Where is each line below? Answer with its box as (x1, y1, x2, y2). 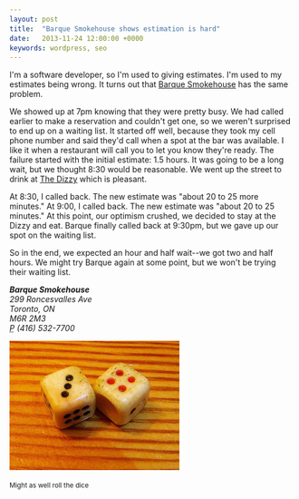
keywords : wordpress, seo (9, 44, 107, 53)
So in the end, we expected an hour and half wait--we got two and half (9, 248, 274, 259)
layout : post (9, 15, 59, 24)
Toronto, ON (9, 304, 56, 315)
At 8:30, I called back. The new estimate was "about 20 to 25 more (9, 191, 259, 202)
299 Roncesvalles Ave (9, 294, 92, 305)
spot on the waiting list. (9, 230, 97, 240)
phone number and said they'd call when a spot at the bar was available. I (9, 135, 285, 146)
